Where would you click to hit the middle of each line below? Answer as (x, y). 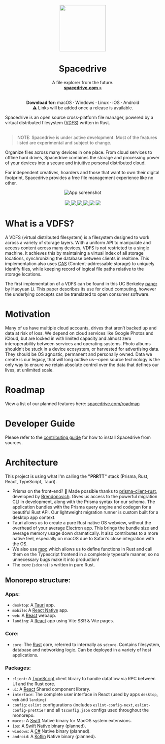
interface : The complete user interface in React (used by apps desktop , (85, 694)
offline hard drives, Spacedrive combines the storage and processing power (82, 157)
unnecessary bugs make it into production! (56, 559)
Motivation (28, 314)
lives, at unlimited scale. (30, 370)
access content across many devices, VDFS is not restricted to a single (77, 248)
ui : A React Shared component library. (51, 689)
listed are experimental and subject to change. (64, 142)
